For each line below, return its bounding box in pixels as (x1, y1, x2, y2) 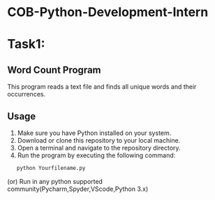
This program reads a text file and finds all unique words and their (7, 83, 197, 91)
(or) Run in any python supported (7, 177, 103, 185)
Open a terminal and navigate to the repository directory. (17, 144, 181, 152)
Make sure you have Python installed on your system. (17, 129, 172, 137)
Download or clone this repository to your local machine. (17, 136, 181, 144)
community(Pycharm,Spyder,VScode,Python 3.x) (7, 185, 149, 193)
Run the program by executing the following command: (17, 151, 176, 159)
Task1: (7, 36, 45, 52)
